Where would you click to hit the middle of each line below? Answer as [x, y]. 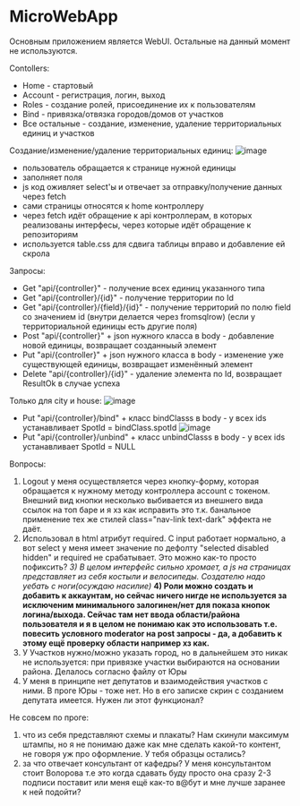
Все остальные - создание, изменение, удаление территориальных [152, 124]
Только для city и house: [56, 400]
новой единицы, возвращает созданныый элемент [120, 345]
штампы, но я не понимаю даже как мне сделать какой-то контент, [151, 744]
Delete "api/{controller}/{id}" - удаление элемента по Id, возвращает [152, 373]
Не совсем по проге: [49, 717]
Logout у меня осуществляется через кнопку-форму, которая [141, 481]
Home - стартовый [58, 85]
